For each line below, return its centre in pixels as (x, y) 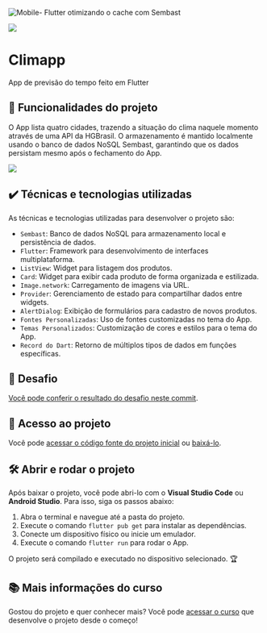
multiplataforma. (47, 259)
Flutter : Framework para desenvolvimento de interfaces (114, 251)
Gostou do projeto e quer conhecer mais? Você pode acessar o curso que (131, 611)
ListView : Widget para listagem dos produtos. (96, 268)
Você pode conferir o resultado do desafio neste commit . (103, 398)
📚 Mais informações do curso (86, 588)
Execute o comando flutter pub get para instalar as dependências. (133, 525)
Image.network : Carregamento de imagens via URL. (104, 285)
